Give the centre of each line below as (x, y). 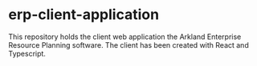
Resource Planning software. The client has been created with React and (128, 45)
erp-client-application (84, 15)
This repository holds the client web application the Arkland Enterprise (125, 37)
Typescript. (27, 53)
